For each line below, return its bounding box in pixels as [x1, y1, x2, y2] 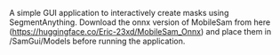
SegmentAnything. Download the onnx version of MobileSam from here [9, 17, 271, 27]
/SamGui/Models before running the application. [9, 35, 186, 46]
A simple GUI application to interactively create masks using [9, 8, 229, 18]
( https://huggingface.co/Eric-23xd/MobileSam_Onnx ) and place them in [9, 27, 272, 36]
